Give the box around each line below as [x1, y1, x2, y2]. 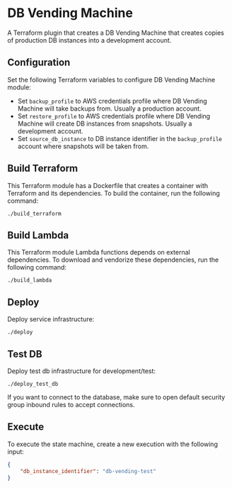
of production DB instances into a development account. [7, 35, 172, 44]
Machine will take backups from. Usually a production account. [17, 104, 202, 113]
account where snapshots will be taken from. [17, 142, 149, 150]
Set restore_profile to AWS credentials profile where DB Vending [17, 111, 211, 120]
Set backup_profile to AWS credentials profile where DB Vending [17, 96, 207, 105]
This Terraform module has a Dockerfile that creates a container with [7, 181, 209, 189]
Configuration [7, 57, 71, 69]
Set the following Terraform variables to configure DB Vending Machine [7, 75, 216, 84]
